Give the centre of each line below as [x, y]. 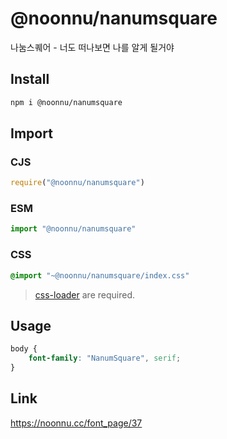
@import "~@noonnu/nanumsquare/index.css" [100, 275]
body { [24, 349]
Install [30, 79]
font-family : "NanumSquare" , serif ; [105, 358]
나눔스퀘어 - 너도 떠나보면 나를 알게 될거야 [92, 47]
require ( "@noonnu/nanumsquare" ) [77, 183]
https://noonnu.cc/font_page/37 [76, 423]
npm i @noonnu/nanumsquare [66, 102]
